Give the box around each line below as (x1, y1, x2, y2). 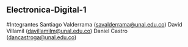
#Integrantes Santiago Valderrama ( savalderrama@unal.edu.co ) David (6, 20, 183, 28)
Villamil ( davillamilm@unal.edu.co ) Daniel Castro (6, 27, 128, 34)
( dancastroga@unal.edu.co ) (6, 33, 77, 41)
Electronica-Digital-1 (6, 5, 87, 15)
